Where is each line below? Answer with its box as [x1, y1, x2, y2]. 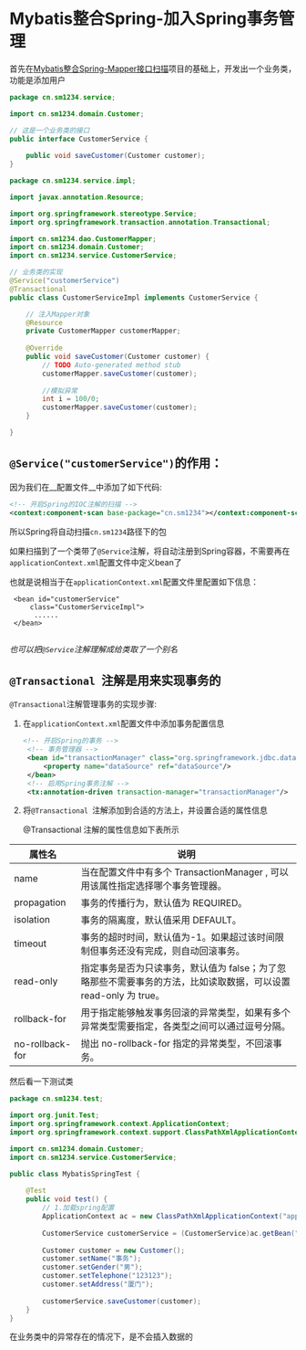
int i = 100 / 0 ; [42, 395, 100, 404]
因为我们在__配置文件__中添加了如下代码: [9, 481, 162, 492]
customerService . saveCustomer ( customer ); [42, 1296, 202, 1306]
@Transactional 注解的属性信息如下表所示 [22, 824, 180, 836]
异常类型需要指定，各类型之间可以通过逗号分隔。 [80, 1020, 291, 1033]
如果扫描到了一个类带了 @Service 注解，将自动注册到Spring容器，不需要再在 [9, 545, 291, 556]
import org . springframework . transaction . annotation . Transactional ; [9, 217, 271, 227]
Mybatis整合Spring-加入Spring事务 [9, 8, 280, 29]
